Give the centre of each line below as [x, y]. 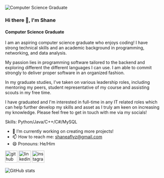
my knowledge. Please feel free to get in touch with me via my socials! [76, 113]
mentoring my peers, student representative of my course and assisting [77, 87]
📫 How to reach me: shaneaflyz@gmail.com [57, 137]
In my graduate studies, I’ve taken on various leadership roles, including [78, 82]
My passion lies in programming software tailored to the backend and [75, 62]
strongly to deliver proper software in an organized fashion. [65, 73]
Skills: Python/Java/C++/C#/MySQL [41, 122]
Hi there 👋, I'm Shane [31, 20]
